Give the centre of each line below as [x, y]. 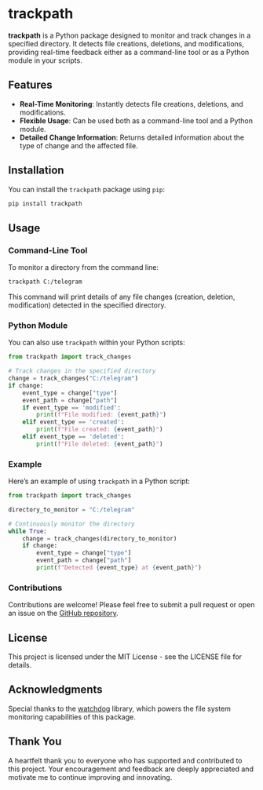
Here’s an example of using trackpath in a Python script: [99, 481]
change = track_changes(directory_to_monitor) [100, 538]
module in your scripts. [45, 60]
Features [30, 85]
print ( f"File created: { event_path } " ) [100, 430]
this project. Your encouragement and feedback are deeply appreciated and [131, 769]
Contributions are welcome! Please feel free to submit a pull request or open [131, 605]
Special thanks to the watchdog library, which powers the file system [120, 708]
